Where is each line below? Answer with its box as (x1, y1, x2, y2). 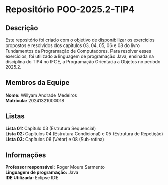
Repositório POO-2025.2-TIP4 (5, 4, 135, 15)
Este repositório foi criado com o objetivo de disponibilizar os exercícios (5, 37, 155, 43)
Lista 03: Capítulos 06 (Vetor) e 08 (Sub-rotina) (5, 136, 104, 142)
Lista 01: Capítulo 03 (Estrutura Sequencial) (5, 125, 96, 131)
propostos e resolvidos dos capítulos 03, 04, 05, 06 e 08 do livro (5, 42, 140, 49)
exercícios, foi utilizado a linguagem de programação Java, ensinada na (5, 53, 154, 59)
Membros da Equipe (5, 78, 70, 87)
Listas (5, 112, 25, 121)
